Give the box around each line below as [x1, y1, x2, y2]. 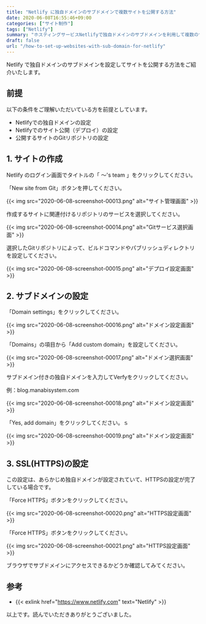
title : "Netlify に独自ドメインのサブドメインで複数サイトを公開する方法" [6, 9, 177, 15]
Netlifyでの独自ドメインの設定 [15, 118, 91, 126]
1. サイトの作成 [6, 154, 63, 164]
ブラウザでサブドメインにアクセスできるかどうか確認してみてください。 [6, 562, 189, 569]
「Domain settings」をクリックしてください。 [6, 308, 123, 316]
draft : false [6, 37, 40, 44]
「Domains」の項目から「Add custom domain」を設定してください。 [6, 341, 181, 349]
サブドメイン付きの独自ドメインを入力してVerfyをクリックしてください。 [6, 374, 192, 381]
